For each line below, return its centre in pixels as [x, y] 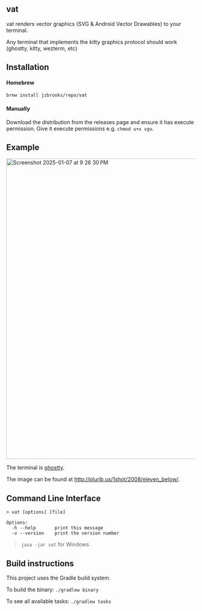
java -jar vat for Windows [55, 545]
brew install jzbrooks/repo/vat [47, 95]
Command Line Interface [54, 498]
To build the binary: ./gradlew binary [53, 590]
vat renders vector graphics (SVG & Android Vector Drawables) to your [94, 23]
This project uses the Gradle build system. [59, 578]
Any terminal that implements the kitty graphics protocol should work [92, 42]
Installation [28, 67]
